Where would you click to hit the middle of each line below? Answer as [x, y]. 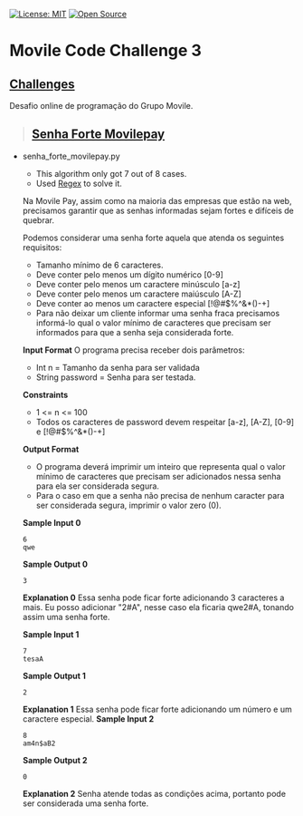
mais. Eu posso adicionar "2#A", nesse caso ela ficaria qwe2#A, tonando [158, 607]
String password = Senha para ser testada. [116, 377]
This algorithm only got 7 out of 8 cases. [111, 173]
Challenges [42, 84]
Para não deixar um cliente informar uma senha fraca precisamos [158, 313]
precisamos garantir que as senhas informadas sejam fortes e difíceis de [158, 210]
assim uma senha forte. [66, 617]
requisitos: [42, 247]
